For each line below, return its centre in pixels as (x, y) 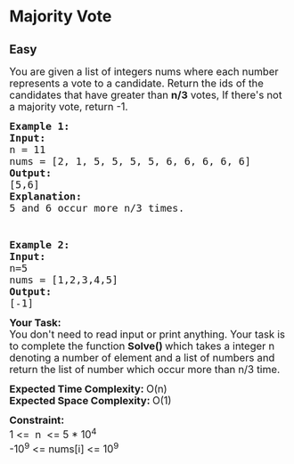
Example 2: (40, 245)
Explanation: (46, 196)
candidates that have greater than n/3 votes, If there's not (146, 95)
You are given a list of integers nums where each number (144, 71)
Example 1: (40, 126)
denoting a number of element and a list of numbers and (142, 358)
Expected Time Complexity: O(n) (88, 389)
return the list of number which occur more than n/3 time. (145, 370)
